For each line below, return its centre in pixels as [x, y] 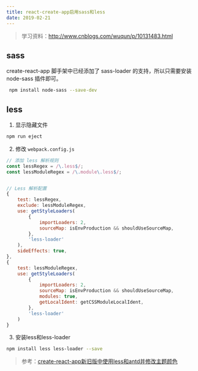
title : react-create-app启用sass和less [56, 12]
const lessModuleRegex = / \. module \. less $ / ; [64, 172]
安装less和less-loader [43, 337]
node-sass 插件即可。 [34, 79]
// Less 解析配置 [27, 188]
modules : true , [59, 297]
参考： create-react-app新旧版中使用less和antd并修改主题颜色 [99, 361]
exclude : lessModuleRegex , [52, 206]
